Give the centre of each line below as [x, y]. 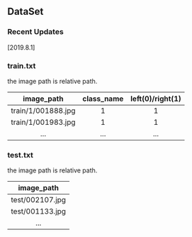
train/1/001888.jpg [43, 111]
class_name [103, 99]
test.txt [20, 155]
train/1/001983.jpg [43, 122]
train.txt [22, 65]
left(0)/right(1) [156, 99]
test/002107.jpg [38, 200]
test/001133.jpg [38, 211]
